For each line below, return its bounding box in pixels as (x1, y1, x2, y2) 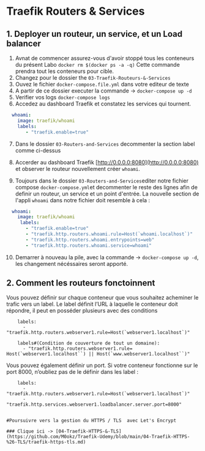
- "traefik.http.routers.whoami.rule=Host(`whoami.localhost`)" (25, 231, 193, 237)
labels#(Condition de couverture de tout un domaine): (17, 340, 160, 347)
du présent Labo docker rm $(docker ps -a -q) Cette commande (15, 61, 181, 68)
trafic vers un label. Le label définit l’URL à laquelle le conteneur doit (6, 300, 179, 308)
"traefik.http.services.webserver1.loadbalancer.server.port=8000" (6, 401, 182, 408)
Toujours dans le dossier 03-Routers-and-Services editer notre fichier (15, 176, 188, 184)
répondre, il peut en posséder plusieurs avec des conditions (6, 307, 158, 314)
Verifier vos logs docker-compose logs (15, 94, 110, 100)
